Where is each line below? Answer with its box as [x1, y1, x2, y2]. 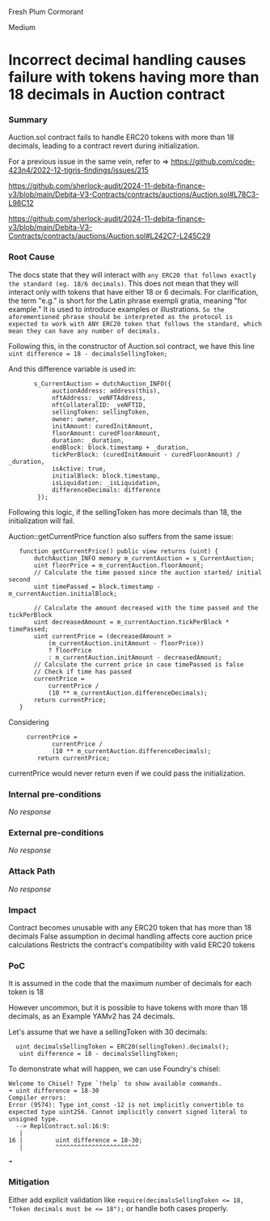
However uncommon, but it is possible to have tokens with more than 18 [8, 1003, 248, 1013]
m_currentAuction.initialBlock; [8, 589, 117, 598]
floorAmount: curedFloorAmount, [51, 429, 161, 437]
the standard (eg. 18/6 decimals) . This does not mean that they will [8, 279, 238, 288]
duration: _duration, [51, 436, 125, 445]
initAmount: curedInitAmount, [51, 422, 154, 430]
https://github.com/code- [171, 157, 255, 167]
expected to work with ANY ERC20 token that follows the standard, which [8, 320, 263, 328]
